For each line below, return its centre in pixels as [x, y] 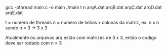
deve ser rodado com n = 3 [34, 43]
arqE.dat [14, 13]
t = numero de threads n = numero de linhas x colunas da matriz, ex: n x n [82, 22]
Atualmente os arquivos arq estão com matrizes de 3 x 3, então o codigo [81, 38]
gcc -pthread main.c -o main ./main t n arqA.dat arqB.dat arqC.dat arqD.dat [83, 7]
